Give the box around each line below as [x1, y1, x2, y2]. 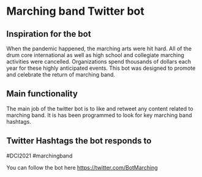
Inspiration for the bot [6, 29, 91, 39]
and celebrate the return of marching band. [6, 71, 115, 78]
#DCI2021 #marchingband [6, 152, 73, 159]
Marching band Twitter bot [6, 4, 145, 18]
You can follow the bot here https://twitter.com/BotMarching [6, 164, 158, 171]
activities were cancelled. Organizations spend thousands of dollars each [6, 58, 192, 65]
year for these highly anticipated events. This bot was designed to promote [6, 64, 196, 72]
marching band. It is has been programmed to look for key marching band [6, 111, 192, 119]
